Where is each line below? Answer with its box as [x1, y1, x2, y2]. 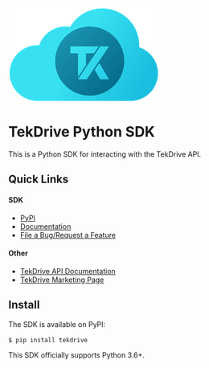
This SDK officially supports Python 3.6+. [8, 350, 145, 360]
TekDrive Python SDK [8, 123, 155, 141]
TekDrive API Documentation [19, 266, 117, 276]
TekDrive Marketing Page [19, 275, 104, 284]
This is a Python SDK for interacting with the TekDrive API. [8, 149, 202, 159]
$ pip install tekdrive [8, 336, 88, 344]
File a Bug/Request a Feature [19, 230, 117, 239]
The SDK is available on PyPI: [8, 319, 106, 329]
